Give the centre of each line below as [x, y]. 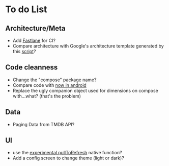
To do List [26, 9]
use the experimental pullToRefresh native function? [67, 153]
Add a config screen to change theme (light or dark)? [68, 158]
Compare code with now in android [49, 85]
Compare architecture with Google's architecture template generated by [88, 46]
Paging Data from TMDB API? [44, 124]
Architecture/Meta [35, 28]
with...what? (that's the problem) [47, 96]
